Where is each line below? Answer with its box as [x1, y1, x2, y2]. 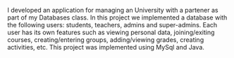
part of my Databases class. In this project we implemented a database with [7, 13, 228, 22]
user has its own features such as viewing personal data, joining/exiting [7, 28, 215, 36]
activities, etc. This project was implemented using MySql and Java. [7, 43, 204, 51]
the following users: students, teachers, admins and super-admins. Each [7, 21, 218, 29]
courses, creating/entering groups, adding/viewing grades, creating [7, 36, 204, 44]
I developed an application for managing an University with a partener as [7, 6, 218, 14]
